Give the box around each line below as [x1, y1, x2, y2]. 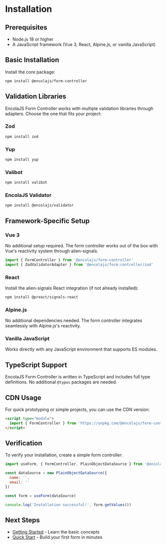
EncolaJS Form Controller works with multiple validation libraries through [5, 105, 154, 111]
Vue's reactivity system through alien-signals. [5, 248, 99, 254]
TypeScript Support [5, 361, 68, 369]
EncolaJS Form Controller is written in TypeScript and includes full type [5, 374, 151, 380]
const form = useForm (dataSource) [5, 493, 77, 498]
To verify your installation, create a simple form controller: [5, 452, 123, 458]
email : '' [9, 480, 30, 485]
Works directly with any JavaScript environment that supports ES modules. [5, 346, 158, 352]
